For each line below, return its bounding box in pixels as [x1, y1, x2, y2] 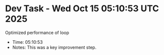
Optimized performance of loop [5, 29, 69, 35]
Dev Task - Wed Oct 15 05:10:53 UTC [5, 3, 159, 14]
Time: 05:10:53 [12, 39, 43, 45]
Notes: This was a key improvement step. [12, 44, 97, 50]
